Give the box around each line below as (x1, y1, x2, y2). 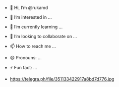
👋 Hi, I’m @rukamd (9, 5, 48, 10)
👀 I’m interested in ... (9, 14, 52, 20)
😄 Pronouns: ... (9, 55, 42, 60)
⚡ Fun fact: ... (9, 65, 37, 70)
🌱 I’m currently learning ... (9, 24, 63, 30)
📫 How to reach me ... (9, 43, 56, 49)
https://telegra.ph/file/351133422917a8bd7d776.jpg (9, 76, 115, 82)
